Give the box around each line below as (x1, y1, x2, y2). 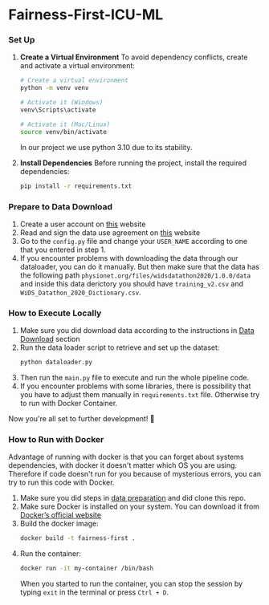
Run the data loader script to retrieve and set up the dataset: (19, 343, 220, 352)
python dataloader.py (19, 359, 92, 367)
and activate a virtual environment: (19, 61, 135, 71)
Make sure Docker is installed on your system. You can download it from (19, 501, 259, 511)
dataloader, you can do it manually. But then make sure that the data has (19, 262, 259, 271)
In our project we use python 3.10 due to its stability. (19, 142, 193, 152)
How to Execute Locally (8, 307, 102, 319)
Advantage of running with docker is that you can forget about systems (8, 452, 244, 462)
